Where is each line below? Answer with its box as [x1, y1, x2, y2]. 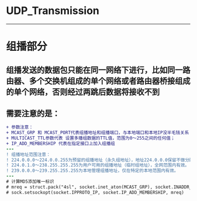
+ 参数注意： [6, 124, 33, 130]
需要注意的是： [6, 108, 60, 118]
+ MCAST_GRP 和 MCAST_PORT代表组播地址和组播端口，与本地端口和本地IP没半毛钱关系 [6, 130, 189, 136]
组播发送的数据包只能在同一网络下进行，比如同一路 [6, 65, 191, 75]
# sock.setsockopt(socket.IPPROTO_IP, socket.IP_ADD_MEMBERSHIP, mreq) [6, 189, 184, 195]
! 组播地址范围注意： [6, 151, 51, 157]
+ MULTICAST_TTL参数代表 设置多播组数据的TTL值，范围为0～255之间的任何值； [6, 136, 175, 141]
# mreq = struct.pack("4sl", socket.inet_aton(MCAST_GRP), [6, 184, 153, 190]
